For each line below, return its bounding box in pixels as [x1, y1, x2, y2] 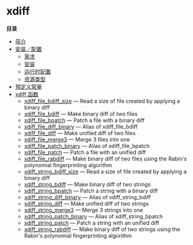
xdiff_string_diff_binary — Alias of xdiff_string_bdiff [24, 193, 151, 200]
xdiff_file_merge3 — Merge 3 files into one [24, 136, 130, 143]
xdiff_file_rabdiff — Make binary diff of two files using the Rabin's [24, 155, 188, 162]
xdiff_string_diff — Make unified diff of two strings [24, 200, 149, 207]
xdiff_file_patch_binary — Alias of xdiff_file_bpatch [24, 142, 150, 149]
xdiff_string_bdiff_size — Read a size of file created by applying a [24, 168, 187, 175]
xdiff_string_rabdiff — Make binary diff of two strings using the [24, 225, 180, 233]
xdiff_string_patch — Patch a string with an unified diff [24, 219, 160, 226]
